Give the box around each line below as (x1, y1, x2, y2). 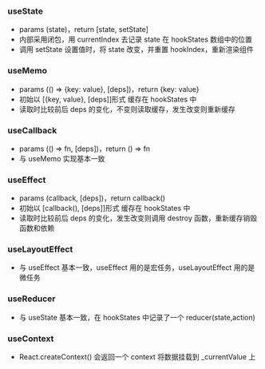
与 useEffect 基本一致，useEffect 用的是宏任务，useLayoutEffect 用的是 (18, 263, 255, 272)
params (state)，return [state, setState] (18, 25, 149, 34)
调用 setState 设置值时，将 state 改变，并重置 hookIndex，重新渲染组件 (18, 45, 255, 54)
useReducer (7, 293, 56, 304)
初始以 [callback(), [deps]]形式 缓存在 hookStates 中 (18, 204, 191, 213)
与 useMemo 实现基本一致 (18, 153, 105, 163)
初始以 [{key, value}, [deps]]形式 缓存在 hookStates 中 (18, 94, 197, 104)
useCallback (7, 125, 57, 136)
